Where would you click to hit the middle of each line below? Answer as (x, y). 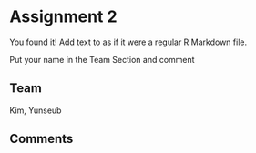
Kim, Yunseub (36, 110)
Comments (41, 139)
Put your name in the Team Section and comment (102, 59)
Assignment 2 (63, 17)
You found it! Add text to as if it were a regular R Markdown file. (128, 42)
